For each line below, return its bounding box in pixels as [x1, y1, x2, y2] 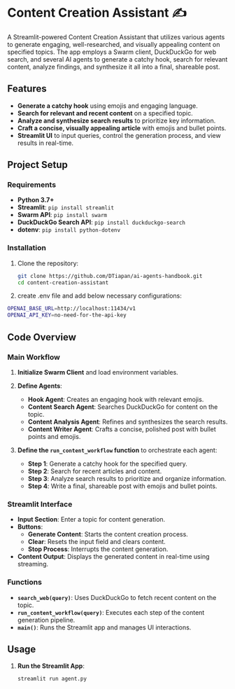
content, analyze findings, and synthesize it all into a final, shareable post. [7, 62, 220, 71]
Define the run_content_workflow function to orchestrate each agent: [17, 445, 218, 454]
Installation [7, 243, 47, 253]
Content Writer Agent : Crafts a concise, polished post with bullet [27, 424, 217, 433]
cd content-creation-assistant [17, 279, 109, 286]
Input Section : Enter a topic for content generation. [17, 515, 166, 524]
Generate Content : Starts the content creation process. [27, 530, 189, 538]
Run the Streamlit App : [17, 662, 85, 670]
